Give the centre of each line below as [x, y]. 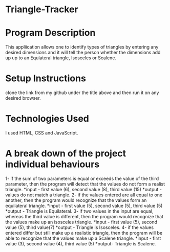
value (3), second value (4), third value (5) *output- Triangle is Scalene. [81, 243]
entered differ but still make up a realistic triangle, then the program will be [84, 233]
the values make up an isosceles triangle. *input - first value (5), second [81, 222]
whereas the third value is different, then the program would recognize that [84, 216]
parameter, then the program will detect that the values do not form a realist [85, 184]
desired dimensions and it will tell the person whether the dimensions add [83, 53]
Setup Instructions [46, 78]
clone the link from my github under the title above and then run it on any [82, 93]
